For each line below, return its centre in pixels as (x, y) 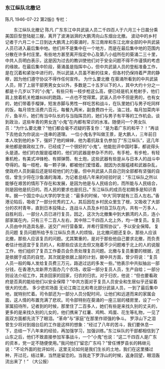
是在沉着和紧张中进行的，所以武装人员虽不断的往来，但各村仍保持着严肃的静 (82, 73)
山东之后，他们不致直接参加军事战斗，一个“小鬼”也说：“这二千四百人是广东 (81, 337)
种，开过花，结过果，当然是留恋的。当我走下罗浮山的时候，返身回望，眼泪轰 (82, 355)
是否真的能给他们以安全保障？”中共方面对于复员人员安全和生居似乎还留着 (83, 282)
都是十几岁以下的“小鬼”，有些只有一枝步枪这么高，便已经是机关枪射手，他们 (82, 91)
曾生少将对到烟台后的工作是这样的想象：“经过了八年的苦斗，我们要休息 (77, 325)
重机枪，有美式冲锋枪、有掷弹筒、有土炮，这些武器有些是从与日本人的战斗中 (82, 159)
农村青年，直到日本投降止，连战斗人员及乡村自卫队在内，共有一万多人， (87, 208)
